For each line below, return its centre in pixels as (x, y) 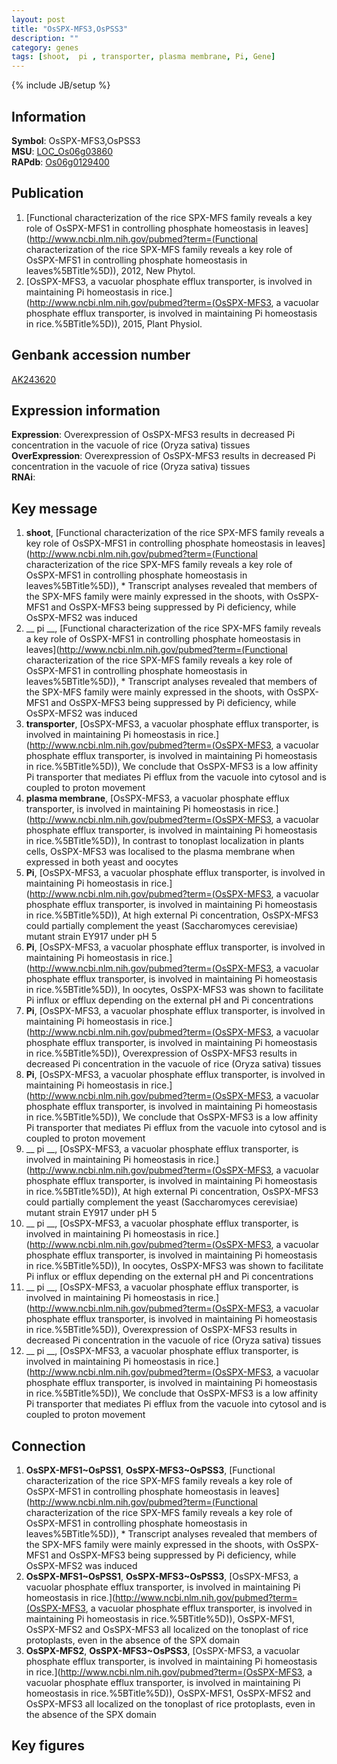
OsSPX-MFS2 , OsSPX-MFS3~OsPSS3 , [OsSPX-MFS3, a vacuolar (162, 1650)
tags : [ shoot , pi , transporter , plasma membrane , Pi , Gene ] (143, 57)
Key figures (48, 1746)
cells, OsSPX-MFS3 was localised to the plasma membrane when (160, 852)
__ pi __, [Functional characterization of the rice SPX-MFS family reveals (173, 628)
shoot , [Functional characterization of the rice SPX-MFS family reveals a (175, 533)
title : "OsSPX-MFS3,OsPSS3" (70, 29)
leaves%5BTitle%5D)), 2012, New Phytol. (110, 270)
